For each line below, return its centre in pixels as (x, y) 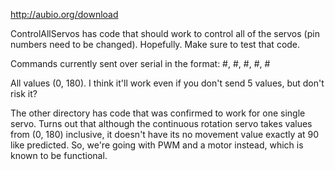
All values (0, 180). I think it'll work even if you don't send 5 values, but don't (167, 83)
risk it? (24, 93)
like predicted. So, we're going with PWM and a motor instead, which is (157, 145)
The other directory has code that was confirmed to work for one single (158, 113)
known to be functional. (59, 155)
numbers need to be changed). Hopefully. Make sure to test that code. (155, 44)
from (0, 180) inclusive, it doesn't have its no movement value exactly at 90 (165, 134)
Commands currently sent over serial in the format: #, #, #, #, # (140, 63)
